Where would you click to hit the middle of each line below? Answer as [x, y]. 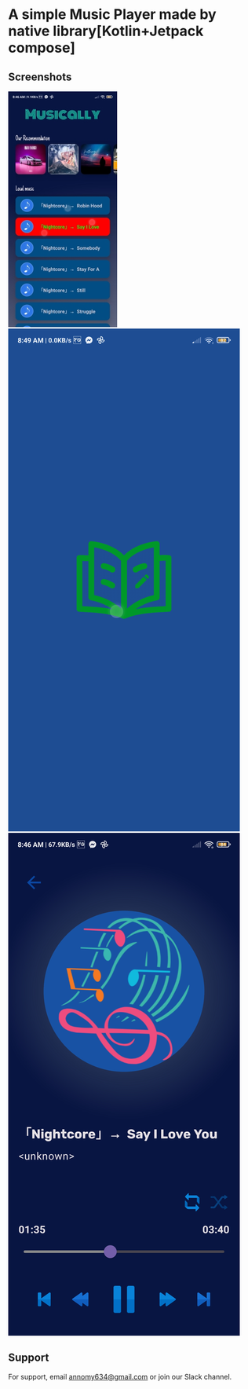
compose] [42, 48]
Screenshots [40, 77]
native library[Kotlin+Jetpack [106, 31]
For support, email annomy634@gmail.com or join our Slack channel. [120, 1376]
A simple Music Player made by [113, 15]
